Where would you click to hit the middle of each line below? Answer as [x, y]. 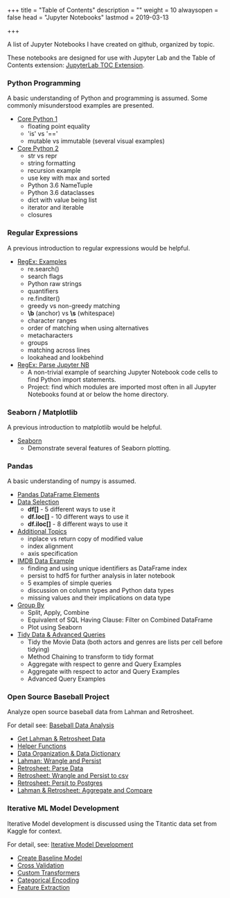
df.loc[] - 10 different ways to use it [78, 517]
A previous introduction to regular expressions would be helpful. [99, 248]
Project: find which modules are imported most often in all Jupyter [122, 387]
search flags [45, 276]
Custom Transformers [48, 872]
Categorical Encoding [48, 880]
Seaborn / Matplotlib [43, 412]
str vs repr [42, 156]
